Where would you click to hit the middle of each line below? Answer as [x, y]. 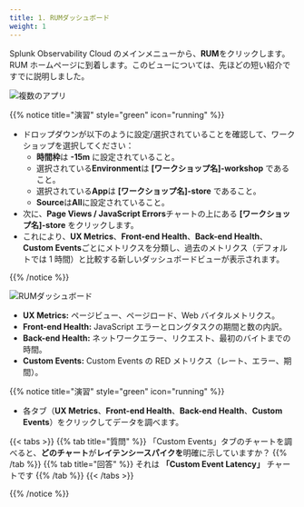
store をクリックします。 [92, 224]
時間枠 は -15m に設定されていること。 [108, 156]
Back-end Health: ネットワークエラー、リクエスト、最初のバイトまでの [157, 338]
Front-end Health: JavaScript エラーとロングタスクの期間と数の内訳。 [155, 326]
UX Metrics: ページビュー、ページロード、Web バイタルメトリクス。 [151, 315]
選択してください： [98, 145]
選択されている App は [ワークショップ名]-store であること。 [148, 191]
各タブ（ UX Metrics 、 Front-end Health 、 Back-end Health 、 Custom [152, 411]
